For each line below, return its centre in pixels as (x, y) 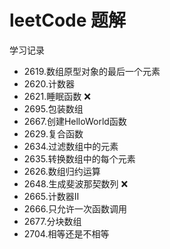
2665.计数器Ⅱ (51, 196)
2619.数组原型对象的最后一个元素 (92, 71)
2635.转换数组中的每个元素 (79, 158)
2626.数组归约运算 (62, 171)
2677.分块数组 (52, 221)
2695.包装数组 (53, 108)
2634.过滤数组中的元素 (71, 146)
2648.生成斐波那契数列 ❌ (76, 183)
